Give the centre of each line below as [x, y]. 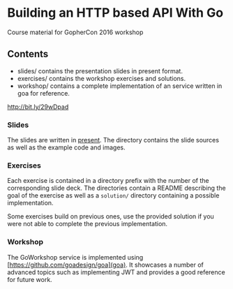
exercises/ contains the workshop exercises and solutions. [102, 78]
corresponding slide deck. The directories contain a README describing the [116, 188]
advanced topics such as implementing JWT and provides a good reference [116, 272]
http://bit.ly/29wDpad [38, 107]
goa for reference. [43, 93]
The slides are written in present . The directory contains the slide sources [113, 140]
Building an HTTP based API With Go [115, 13]
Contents [28, 54]
